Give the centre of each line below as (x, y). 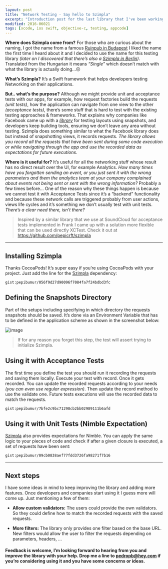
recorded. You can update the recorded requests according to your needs (81, 383)
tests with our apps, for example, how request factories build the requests (81, 99)
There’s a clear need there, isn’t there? (45, 210)
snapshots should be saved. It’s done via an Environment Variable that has (82, 315)
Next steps (22, 475)
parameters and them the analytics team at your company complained (78, 178)
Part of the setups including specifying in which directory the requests (78, 309)
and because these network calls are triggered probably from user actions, (82, 199)
